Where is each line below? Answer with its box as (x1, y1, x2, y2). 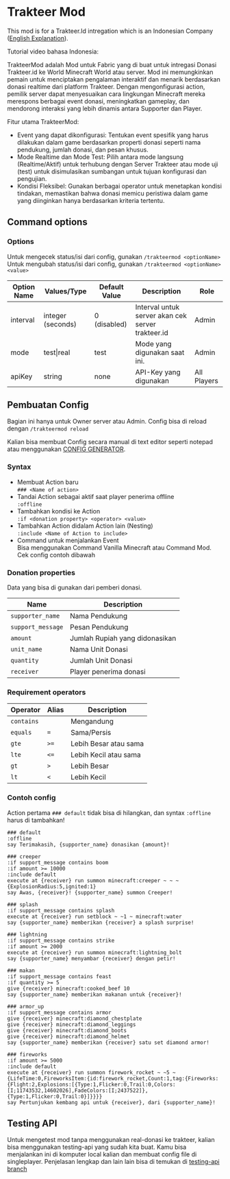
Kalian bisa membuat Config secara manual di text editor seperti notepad (7, 438, 214, 446)
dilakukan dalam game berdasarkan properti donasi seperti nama (16, 138, 201, 146)
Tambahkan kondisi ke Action (16, 507, 101, 515)
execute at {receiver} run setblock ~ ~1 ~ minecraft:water (7, 913, 183, 920)
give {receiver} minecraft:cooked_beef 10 (7, 985, 130, 992)
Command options (7, 217, 88, 228)
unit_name (10, 646, 42, 653)
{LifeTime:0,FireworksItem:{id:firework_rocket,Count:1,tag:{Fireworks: (7, 1075, 219, 1082)
